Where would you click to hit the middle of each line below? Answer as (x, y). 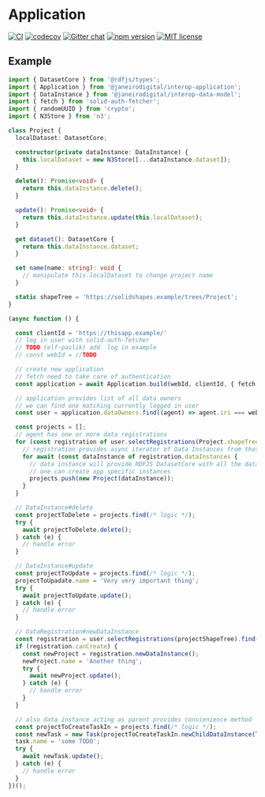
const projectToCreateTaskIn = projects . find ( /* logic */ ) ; (116, 727)
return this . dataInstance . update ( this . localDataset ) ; (112, 217)
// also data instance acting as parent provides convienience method (134, 720)
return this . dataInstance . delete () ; (83, 189)
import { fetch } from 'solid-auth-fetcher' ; (84, 102)
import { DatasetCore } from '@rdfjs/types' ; (84, 79)
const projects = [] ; (51, 427)
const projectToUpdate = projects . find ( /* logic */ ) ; (105, 573)
